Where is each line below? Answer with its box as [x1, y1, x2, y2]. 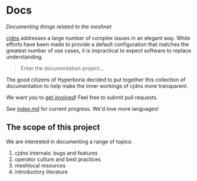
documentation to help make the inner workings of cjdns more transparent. [6, 82, 189, 89]
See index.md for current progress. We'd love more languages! [6, 105, 159, 112]
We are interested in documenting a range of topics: [6, 138, 133, 145]
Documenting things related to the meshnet [6, 23, 112, 30]
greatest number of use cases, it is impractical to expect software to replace [6, 47, 192, 54]
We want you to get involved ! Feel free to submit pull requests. [6, 94, 158, 101]
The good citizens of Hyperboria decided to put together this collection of [6, 76, 186, 83]
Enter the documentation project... [20, 64, 104, 71]
